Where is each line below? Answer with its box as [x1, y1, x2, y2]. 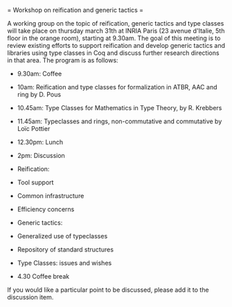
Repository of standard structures [17, 245, 114, 254]
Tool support [17, 178, 54, 186]
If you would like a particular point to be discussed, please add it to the [7, 286, 209, 294]
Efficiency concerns [17, 205, 75, 213]
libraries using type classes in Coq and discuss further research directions [7, 49, 220, 57]
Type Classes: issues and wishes [17, 259, 112, 267]
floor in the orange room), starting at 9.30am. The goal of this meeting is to [7, 34, 221, 42]
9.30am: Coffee [17, 69, 62, 78]
